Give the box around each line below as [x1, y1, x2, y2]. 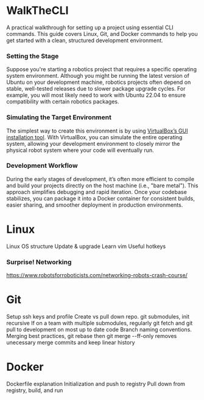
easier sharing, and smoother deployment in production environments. [6, 201, 183, 209]
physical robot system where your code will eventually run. [6, 147, 154, 154]
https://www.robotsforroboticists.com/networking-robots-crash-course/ [6, 272, 188, 279]
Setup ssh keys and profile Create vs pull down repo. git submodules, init [6, 313, 190, 320]
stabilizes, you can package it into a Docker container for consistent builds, [6, 195, 195, 202]
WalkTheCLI [6, 4, 69, 18]
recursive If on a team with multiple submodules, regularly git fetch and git [6, 320, 193, 326]
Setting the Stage [6, 52, 59, 60]
